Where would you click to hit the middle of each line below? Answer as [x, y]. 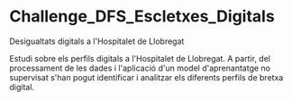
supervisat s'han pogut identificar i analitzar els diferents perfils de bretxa [146, 77]
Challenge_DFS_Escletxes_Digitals [142, 17]
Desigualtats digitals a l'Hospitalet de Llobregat [97, 41]
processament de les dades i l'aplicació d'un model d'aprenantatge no [140, 68]
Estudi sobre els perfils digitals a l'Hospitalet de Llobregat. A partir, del [140, 58]
